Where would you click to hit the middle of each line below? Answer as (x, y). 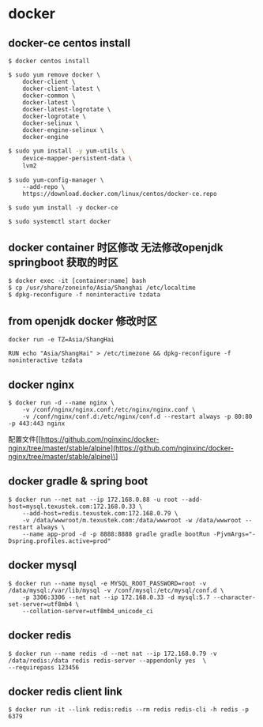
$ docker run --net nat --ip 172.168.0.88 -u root (93, 499)
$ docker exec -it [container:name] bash (77, 281)
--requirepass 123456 (44, 667)
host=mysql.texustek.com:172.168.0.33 (72, 507)
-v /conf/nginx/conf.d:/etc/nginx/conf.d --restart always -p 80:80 (137, 417)
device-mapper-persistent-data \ (77, 158)
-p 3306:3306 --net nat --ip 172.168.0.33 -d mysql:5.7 (116, 597)
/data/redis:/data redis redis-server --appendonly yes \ (107, 661)
